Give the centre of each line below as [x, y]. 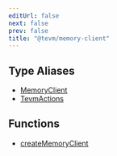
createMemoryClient [54, 143]
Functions [34, 124]
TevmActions [42, 99]
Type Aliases [42, 70]
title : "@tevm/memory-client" [59, 38]
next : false [28, 23]
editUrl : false [34, 16]
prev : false [28, 31]
